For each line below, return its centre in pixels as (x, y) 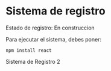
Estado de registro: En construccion (50, 28)
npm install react (29, 50)
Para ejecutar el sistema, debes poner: (54, 39)
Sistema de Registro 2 (33, 61)
